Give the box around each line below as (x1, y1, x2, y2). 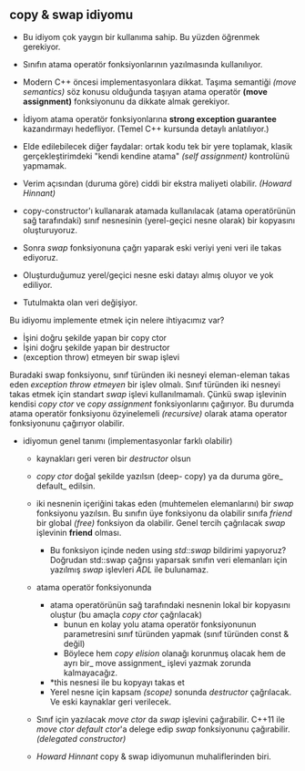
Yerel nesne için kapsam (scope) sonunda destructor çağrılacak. (49, 686, 292, 697)
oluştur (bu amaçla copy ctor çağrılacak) (49, 609, 203, 620)
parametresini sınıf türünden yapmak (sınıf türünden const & (63, 628, 290, 639)
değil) (63, 638, 86, 649)
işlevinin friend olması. (36, 527, 122, 538)
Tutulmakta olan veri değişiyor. (22, 296, 138, 308)
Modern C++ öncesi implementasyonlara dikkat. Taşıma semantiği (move (22, 77, 297, 87)
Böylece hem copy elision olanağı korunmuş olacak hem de (63, 647, 287, 659)
